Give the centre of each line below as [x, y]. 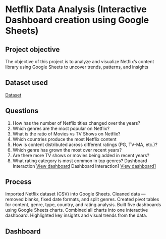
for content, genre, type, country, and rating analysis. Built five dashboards [83, 205]
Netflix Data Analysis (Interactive [76, 9]
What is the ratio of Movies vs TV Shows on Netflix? [66, 134]
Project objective [33, 49]
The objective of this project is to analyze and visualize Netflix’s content [80, 61]
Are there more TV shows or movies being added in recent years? [81, 155]
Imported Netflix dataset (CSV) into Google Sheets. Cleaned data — [75, 194]
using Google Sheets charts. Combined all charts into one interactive [77, 210]
